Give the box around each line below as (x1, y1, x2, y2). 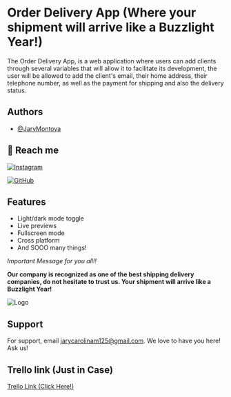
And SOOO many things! (17, 243, 87, 252)
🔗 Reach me (7, 145, 59, 156)
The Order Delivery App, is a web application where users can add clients (7, 57, 217, 65)
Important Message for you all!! (7, 257, 97, 265)
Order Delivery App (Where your (7, 5, 197, 21)
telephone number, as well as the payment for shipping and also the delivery (7, 79, 224, 87)
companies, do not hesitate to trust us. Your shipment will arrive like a (7, 278, 212, 286)
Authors (7, 106, 43, 118)
